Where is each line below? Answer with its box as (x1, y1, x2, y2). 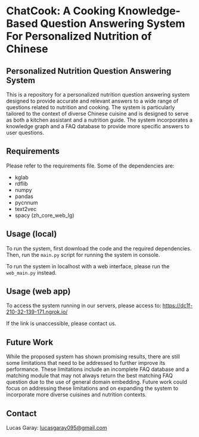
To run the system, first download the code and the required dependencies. (6, 244, 192, 252)
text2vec (14, 205, 37, 212)
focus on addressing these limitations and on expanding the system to (6, 385, 179, 392)
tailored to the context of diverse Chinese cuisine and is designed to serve (6, 110, 189, 117)
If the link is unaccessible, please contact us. (6, 320, 117, 327)
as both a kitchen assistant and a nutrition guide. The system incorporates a (6, 116, 192, 123)
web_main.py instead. (6, 269, 57, 276)
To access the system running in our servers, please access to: (6, 302, 161, 309)
